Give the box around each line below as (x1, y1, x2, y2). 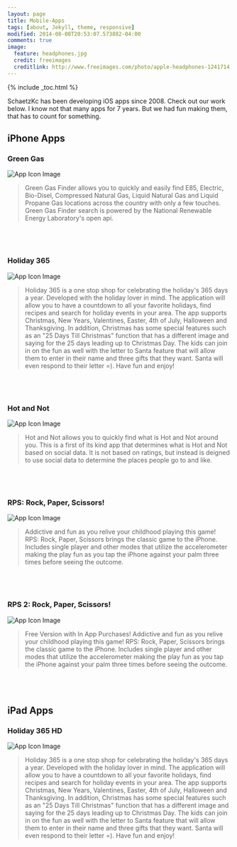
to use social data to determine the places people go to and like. (24, 456, 213, 464)
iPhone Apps (7, 132, 65, 144)
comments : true (7, 37, 53, 44)
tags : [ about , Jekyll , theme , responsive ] (7, 23, 135, 31)
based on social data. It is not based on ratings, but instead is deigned (24, 448, 231, 456)
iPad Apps (7, 704, 54, 716)
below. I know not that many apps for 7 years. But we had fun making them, (7, 104, 228, 112)
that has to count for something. (7, 112, 101, 120)
